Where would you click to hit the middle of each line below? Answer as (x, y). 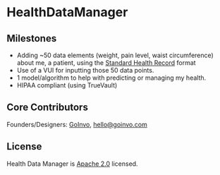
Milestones (32, 38)
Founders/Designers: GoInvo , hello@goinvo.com (77, 124)
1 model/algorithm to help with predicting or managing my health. (111, 78)
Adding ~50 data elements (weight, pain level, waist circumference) (115, 55)
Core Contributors (48, 108)
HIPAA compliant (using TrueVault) (67, 85)
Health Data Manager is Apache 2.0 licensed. (72, 164)
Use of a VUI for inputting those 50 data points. (85, 70)
